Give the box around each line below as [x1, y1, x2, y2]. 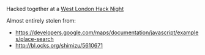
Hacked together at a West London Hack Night [6, 5, 124, 12]
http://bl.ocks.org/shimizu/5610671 [15, 42, 103, 49]
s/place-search [15, 35, 54, 42]
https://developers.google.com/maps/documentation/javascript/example [15, 29, 199, 36]
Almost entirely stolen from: [6, 17, 76, 24]
